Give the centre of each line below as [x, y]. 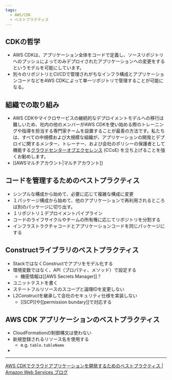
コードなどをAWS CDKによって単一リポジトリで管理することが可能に [90, 81]
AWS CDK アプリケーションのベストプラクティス [83, 320]
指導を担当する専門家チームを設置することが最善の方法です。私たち [93, 131]
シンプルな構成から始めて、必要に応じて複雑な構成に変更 [73, 194]
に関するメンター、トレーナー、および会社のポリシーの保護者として [93, 144]
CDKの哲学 [23, 42]
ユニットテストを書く [35, 283]
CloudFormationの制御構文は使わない [52, 333]
